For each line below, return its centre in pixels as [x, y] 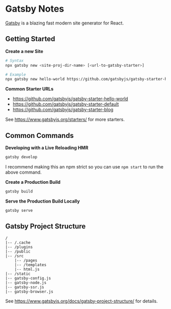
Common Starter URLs [30, 89]
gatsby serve [19, 210]
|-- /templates [31, 265]
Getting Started [30, 39]
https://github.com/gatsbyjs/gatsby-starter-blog [63, 109]
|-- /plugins [19, 247]
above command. [23, 172]
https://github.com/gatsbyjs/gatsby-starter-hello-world [70, 99]
